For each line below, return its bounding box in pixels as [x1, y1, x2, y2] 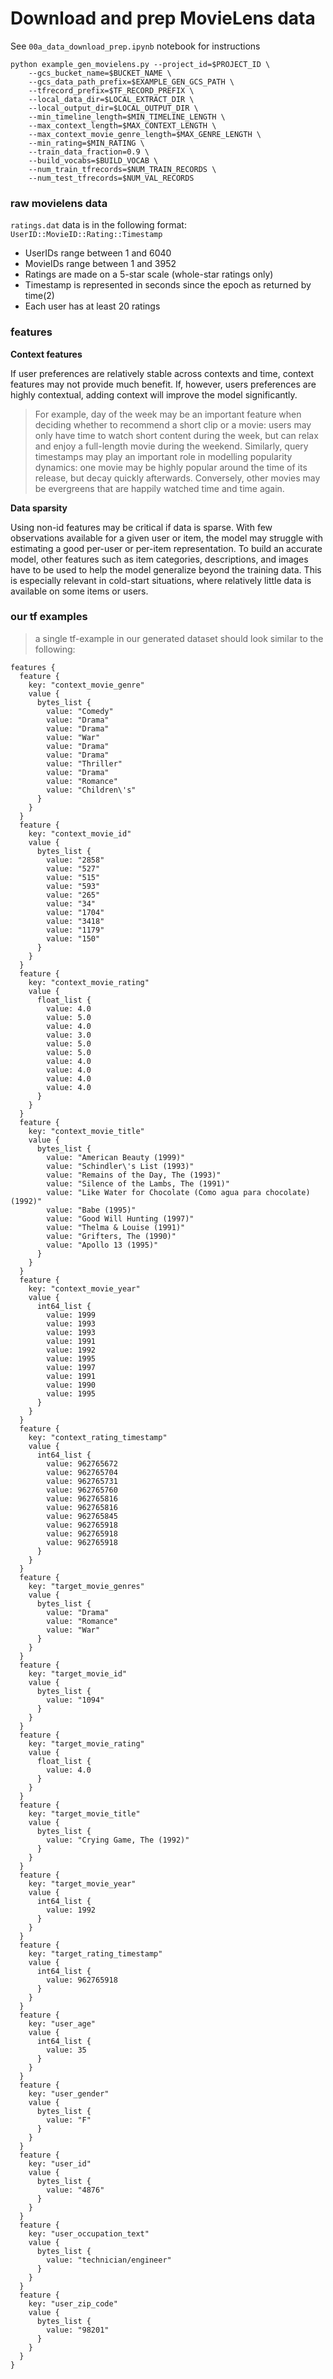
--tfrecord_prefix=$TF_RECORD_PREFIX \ [28, 85, 195, 96]
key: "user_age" [28, 2018, 97, 2029]
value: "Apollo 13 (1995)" [46, 1240, 159, 1250]
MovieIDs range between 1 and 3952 [24, 258, 177, 270]
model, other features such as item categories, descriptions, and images [10, 553, 309, 565]
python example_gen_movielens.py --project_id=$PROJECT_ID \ [10, 59, 271, 69]
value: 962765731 [46, 1476, 118, 1486]
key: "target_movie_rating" [28, 1738, 145, 1749]
